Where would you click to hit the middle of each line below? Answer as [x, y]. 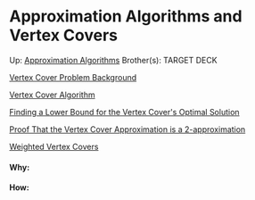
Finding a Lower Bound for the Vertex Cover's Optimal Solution [124, 112]
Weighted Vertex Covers [54, 146]
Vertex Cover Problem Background [73, 77]
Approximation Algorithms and [126, 17]
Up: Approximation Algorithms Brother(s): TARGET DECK [113, 60]
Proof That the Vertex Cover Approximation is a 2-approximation [127, 129]
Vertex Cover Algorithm [52, 95]
